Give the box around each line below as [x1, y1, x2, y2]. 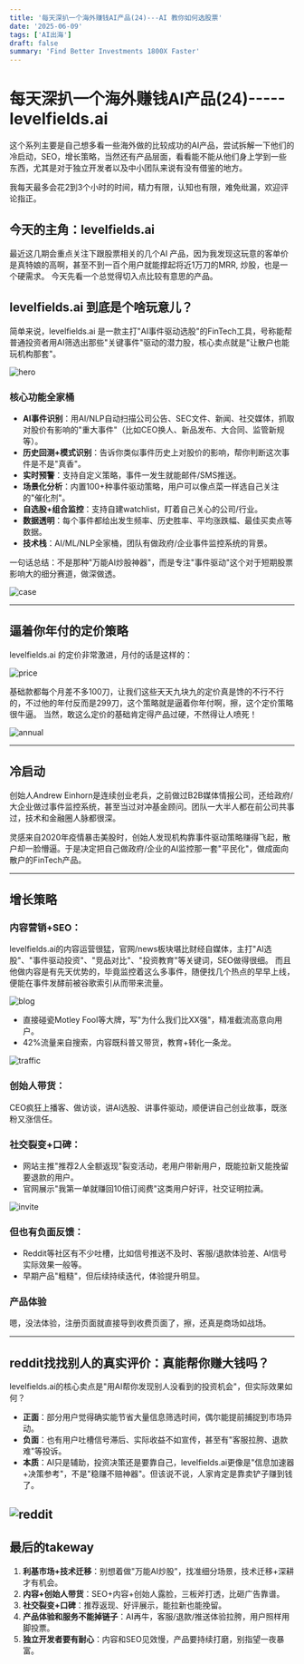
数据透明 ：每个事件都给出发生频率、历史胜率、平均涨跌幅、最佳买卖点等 [22, 514, 292, 526]
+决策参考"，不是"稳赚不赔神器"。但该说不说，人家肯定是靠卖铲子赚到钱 [22, 1468, 293, 1479]
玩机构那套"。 [9, 348, 62, 359]
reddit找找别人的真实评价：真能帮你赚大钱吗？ [9, 1355, 270, 1370]
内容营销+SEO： [9, 921, 81, 934]
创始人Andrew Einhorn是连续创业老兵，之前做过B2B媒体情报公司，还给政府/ [9, 790, 294, 801]
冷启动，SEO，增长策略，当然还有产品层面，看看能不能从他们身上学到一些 [9, 151, 288, 162]
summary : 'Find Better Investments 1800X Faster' [9, 47, 201, 56]
